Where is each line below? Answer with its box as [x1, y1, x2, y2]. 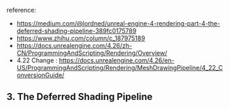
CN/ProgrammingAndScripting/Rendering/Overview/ [16, 49, 167, 57]
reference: [6, 6, 36, 14]
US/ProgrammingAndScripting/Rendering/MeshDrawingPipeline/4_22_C [16, 64, 223, 72]
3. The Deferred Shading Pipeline [6, 91, 153, 103]
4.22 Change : [16, 56, 58, 65]
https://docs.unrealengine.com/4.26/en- [58, 56, 175, 65]
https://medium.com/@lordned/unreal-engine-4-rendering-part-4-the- [16, 19, 220, 27]
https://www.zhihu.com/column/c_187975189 [16, 34, 145, 42]
